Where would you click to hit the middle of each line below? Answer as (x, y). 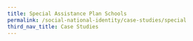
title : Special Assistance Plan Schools (67, 14)
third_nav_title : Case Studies (53, 26)
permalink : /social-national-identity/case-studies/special (97, 20)
